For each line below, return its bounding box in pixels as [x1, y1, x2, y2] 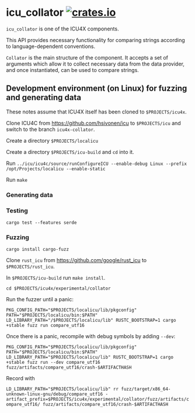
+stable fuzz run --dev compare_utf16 [6, 360, 100, 366]
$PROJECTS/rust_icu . [6, 263, 55, 270]
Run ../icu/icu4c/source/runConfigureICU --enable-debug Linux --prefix [6, 160, 187, 167]
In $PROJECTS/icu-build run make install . [6, 274, 106, 281]
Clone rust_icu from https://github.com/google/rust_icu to [6, 257, 147, 264]
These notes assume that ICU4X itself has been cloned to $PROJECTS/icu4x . [6, 108, 187, 115]
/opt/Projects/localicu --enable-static [6, 166, 106, 172]
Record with [6, 375, 35, 382]
